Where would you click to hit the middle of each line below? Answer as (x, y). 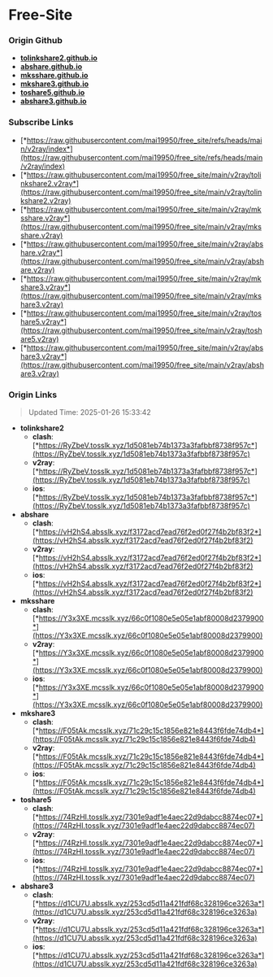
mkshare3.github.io (54, 84)
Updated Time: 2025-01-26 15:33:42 (90, 412)
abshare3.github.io (53, 101)
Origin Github (36, 41)
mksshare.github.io (54, 76)
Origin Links (33, 395)
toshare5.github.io (52, 93)
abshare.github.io (51, 67)
